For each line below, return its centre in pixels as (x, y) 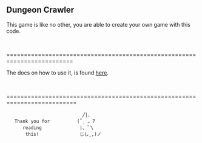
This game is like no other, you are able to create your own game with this (99, 24)
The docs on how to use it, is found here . (58, 73)
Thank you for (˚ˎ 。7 (55, 121)
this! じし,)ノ (63, 134)
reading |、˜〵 (58, 128)
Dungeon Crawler (40, 10)
